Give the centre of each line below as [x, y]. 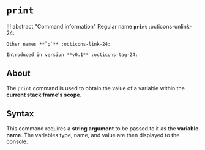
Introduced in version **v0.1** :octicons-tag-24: [72, 55]
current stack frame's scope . [44, 95]
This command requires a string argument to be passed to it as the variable [102, 128]
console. [17, 141]
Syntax [20, 114]
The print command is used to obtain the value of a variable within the [96, 88]
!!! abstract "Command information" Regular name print [77, 26]
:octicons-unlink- [170, 26]
